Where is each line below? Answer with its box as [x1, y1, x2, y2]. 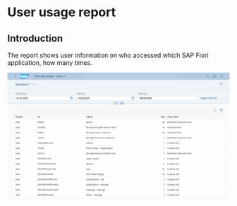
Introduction [7, 32, 63, 44]
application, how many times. [7, 59, 93, 67]
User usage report [7, 4, 116, 20]
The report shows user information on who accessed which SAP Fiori [7, 51, 209, 59]
